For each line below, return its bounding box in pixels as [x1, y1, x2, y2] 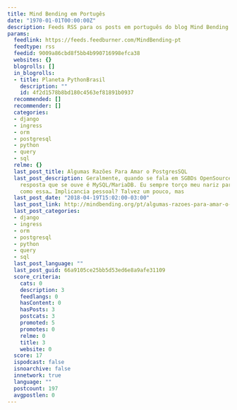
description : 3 [20, 286, 65, 293]
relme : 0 [20, 332, 46, 339]
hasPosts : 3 [20, 306, 55, 313]
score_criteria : [13, 273, 61, 280]
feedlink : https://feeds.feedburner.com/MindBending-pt [13, 37, 181, 44]
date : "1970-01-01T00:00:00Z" [7, 17, 97, 24]
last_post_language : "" [13, 260, 83, 267]
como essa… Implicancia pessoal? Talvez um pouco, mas [20, 188, 185, 195]
